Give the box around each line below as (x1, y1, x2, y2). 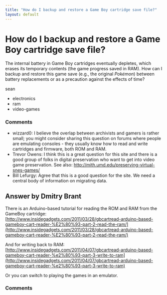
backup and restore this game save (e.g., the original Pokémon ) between (5, 71, 155, 77)
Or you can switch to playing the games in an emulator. (5, 272, 118, 278)
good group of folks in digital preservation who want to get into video (12, 156, 155, 162)
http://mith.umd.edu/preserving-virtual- (73, 161, 156, 167)
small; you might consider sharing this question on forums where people (12, 135, 161, 141)
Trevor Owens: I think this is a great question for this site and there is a (12, 151, 158, 157)
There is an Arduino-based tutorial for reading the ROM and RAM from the (5, 205, 158, 211)
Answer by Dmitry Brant (5, 192, 81, 201)
